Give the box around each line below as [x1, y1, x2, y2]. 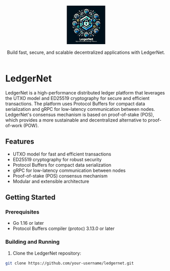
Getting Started [5, 193, 56, 202]
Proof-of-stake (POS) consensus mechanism [12, 172, 108, 179]
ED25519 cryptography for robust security [12, 156, 102, 162]
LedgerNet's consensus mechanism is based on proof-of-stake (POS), [5, 111, 155, 118]
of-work [5, 122, 23, 128]
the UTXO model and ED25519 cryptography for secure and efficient [5, 95, 150, 101]
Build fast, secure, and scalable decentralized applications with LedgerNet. [7, 49, 165, 55]
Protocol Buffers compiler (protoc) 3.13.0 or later [12, 225, 115, 231]
